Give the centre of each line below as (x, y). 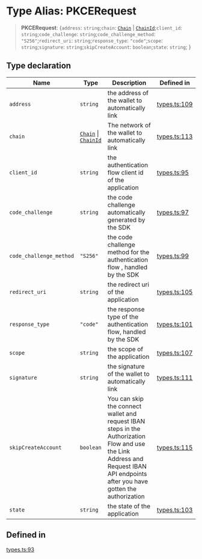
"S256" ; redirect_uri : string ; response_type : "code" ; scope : (92, 40)
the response (126, 309)
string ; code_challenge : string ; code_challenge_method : (88, 34)
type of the (123, 317)
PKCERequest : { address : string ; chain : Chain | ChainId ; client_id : (101, 28)
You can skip (126, 399)
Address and (125, 459)
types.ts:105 (175, 292)
